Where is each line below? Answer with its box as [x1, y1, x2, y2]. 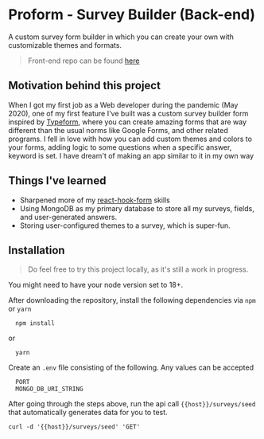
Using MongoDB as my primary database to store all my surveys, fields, [19, 203, 254, 213]
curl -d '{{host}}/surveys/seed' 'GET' [8, 423, 141, 431]
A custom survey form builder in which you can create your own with [8, 32, 235, 41]
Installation [8, 243, 65, 257]
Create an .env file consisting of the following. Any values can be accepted [8, 363, 254, 372]
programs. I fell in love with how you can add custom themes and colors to [8, 134, 253, 143]
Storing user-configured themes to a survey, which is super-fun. [19, 221, 231, 230]
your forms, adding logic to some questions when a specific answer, [8, 142, 232, 152]
